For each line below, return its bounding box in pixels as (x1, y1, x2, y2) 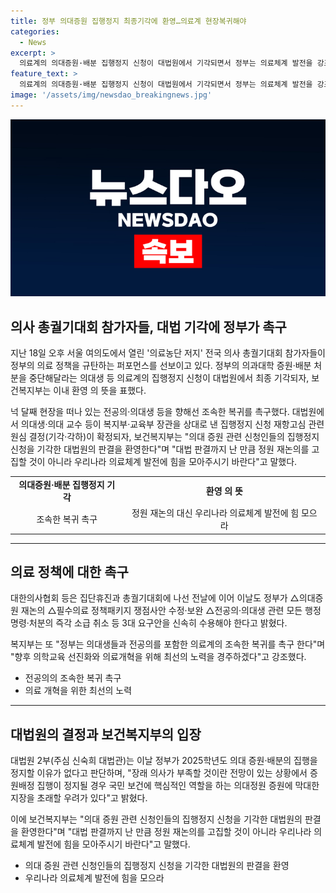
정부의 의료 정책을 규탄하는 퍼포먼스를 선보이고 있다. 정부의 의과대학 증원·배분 (10, 360, 312, 372)
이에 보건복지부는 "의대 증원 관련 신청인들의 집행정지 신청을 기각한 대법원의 (10, 813, 303, 825)
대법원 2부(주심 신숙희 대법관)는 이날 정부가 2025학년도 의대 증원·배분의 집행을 (10, 755, 318, 767)
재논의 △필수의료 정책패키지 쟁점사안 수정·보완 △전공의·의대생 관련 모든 (20, 605, 303, 617)
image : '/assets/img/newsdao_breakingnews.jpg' (10, 90, 213, 100)
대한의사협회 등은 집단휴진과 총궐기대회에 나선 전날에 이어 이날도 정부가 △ (10, 592, 300, 604)
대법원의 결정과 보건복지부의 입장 (10, 726, 202, 743)
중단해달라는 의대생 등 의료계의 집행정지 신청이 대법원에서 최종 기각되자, (28, 372, 310, 384)
